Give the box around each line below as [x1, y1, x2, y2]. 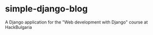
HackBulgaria [5, 24, 32, 30]
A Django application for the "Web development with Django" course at [5, 19, 148, 25]
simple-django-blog [5, 3, 88, 14]
